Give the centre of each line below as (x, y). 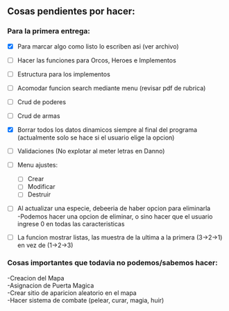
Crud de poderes (42, 102)
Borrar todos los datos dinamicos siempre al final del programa (107, 130)
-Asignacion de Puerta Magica (51, 285)
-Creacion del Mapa (36, 278)
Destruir (39, 194)
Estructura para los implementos (64, 74)
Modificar (41, 187)
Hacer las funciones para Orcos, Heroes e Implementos (97, 60)
